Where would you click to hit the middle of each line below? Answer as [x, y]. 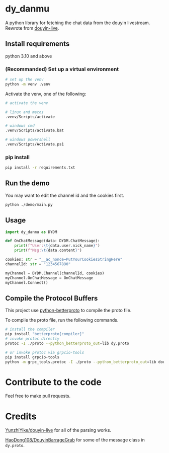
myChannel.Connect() [27, 282]
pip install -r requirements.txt [40, 168]
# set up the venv [24, 80]
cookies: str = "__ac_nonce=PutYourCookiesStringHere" [64, 260]
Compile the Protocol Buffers [52, 298]
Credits [21, 416]
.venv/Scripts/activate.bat [35, 131]
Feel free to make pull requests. [38, 396]
